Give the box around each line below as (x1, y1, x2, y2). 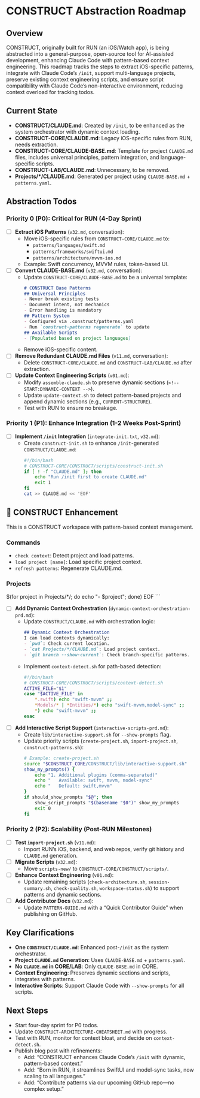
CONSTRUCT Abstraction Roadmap (6, 4, 186, 18)
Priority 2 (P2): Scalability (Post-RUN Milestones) (6, 825, 152, 834)
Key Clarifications (6, 928, 75, 938)
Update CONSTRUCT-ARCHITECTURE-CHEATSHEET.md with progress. (14, 1028, 168, 1035)
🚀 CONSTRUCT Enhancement (6, 508, 118, 518)
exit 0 (35, 805, 51, 812)
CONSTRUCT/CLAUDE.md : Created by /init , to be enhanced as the (14, 122, 185, 129)
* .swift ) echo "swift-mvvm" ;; (35, 696, 112, 702)
